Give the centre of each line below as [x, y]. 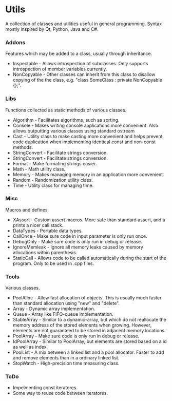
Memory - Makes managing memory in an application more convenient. [88, 174]
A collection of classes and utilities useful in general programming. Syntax [84, 24]
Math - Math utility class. [39, 169]
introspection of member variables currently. [60, 69]
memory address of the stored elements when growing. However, [82, 325]
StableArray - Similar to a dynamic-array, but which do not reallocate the [90, 320]
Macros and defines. [27, 209]
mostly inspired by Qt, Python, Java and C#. [52, 29]
